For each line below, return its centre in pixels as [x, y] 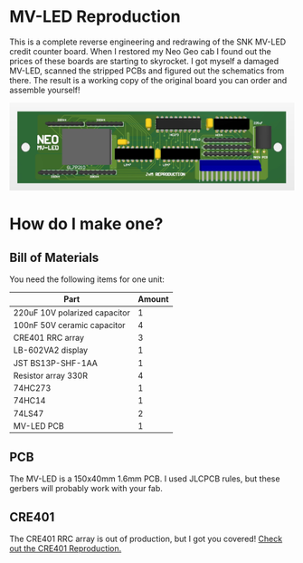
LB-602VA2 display [51, 350]
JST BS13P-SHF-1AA [55, 363]
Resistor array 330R [51, 375]
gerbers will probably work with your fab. [86, 489]
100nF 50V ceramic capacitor [69, 325]
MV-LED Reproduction [95, 17]
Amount [153, 299]
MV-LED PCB [39, 426]
